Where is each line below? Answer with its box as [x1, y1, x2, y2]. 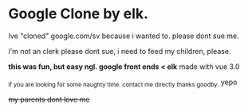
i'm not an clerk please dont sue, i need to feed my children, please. [8, 46, 231, 56]
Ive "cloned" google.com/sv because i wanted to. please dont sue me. [8, 31, 239, 41]
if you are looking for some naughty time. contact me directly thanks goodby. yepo [8, 77, 238, 88]
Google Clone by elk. [8, 5, 149, 23]
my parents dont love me [8, 95, 90, 104]
